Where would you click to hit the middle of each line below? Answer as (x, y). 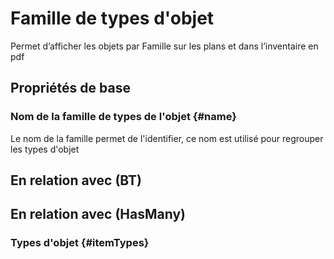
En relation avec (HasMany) (98, 214)
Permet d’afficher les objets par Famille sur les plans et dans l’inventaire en (164, 46)
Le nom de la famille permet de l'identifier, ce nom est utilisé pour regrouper (167, 138)
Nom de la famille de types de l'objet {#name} (123, 117)
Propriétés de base (70, 88)
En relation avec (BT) (76, 180)
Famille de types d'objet (112, 18)
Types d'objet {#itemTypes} (80, 243)
